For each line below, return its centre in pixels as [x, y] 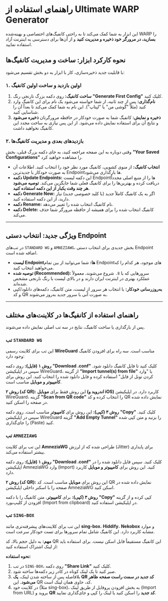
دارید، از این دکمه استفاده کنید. [41, 199]
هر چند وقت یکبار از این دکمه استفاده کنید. [51, 188]
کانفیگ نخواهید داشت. [33, 128]
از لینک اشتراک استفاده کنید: [32, 546]
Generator [27, 20]
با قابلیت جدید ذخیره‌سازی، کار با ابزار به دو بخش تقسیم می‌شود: [65, 72]
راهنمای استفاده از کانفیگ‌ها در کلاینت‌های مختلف [72, 315]
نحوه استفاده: [18, 556]
